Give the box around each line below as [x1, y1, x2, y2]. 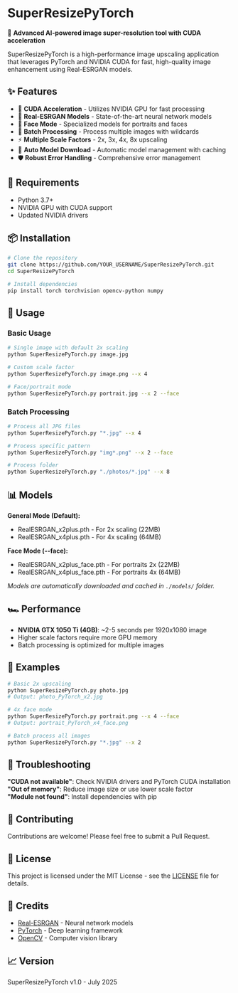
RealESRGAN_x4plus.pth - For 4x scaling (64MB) [17, 533, 162, 541]
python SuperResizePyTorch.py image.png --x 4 [7, 371, 148, 378]
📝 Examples [7, 662, 60, 674]
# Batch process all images [7, 732, 91, 739]
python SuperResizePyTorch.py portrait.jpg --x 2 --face [7, 390, 180, 397]
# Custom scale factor [7, 364, 75, 371]
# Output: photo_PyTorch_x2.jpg [7, 694, 103, 701]
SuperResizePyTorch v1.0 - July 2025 [7, 977, 117, 986]
